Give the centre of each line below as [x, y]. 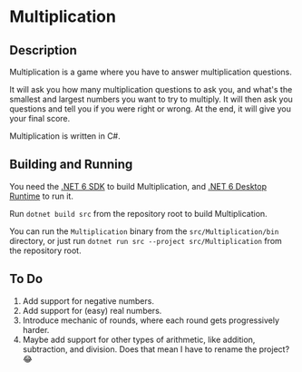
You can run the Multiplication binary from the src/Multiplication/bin [144, 231]
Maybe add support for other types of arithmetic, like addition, [139, 339]
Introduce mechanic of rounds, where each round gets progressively [151, 320]
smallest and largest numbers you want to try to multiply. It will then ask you [151, 99]
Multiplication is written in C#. [65, 136]
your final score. [40, 118]
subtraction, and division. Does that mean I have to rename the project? [156, 349]
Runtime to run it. [42, 196]
